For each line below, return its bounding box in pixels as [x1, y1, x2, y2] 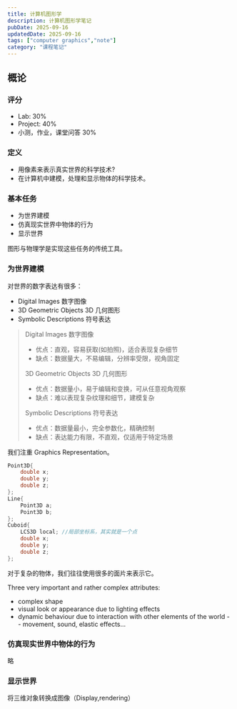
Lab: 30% [17, 111, 47, 120]
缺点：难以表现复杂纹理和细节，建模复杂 [35, 393, 155, 402]
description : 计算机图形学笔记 [7, 17, 92, 24]
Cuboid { [7, 522, 31, 529]
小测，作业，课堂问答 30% [17, 128, 96, 137]
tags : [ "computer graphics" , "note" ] [7, 37, 116, 44]
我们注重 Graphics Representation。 [7, 447, 114, 456]
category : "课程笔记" [7, 44, 68, 51]
